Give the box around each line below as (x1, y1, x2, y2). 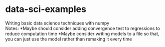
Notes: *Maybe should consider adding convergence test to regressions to (5, 25, 160, 31)
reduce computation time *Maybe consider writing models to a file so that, (5, 30, 159, 36)
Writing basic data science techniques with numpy (5, 20, 109, 26)
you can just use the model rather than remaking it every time (5, 36, 132, 42)
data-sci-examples (5, 3, 87, 15)
